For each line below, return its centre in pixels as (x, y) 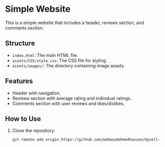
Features (19, 81)
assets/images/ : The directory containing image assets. (68, 65)
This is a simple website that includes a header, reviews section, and (75, 23)
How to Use (23, 119)
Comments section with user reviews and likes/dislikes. (68, 103)
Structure (20, 44)
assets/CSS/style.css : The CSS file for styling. (60, 60)
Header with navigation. (36, 93)
